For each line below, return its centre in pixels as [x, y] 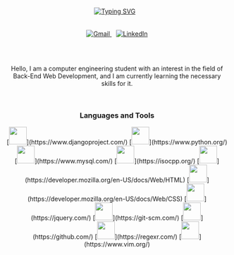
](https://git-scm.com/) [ [148, 218]
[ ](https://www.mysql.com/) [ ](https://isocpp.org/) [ [107, 161]
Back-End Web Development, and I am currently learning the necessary [117, 76]
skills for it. [117, 83]
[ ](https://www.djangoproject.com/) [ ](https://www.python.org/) [117, 142]
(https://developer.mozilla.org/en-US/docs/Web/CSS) [105, 199]
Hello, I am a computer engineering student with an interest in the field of [117, 68]
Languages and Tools [117, 115]
